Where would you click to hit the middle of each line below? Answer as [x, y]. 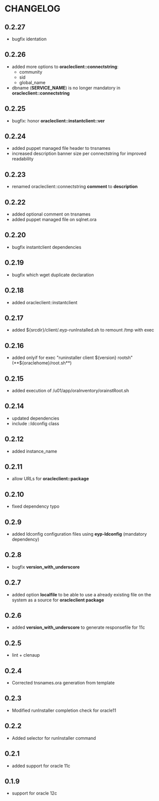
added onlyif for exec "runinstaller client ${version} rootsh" [72, 358]
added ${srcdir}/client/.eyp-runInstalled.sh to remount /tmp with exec [83, 330]
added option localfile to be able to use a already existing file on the [81, 594]
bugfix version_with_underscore [46, 567]
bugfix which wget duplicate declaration [53, 275]
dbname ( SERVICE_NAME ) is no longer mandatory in [66, 88]
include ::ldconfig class [35, 423]
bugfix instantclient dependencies [47, 247]
